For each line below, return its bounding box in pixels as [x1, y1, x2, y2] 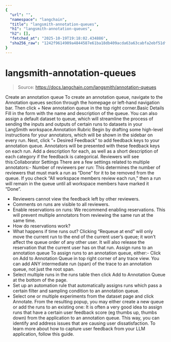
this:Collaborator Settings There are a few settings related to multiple [5, 159, 150, 165]
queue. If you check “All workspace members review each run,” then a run [5, 175, 161, 181]
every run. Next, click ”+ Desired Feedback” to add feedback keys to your [5, 137, 160, 143]
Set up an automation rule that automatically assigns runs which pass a [12, 282, 162, 288]
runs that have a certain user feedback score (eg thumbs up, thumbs [12, 309, 157, 316]
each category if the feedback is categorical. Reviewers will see [5, 153, 139, 159]
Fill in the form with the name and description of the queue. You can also [5, 110, 158, 116]
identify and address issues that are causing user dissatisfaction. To [12, 320, 156, 326]
